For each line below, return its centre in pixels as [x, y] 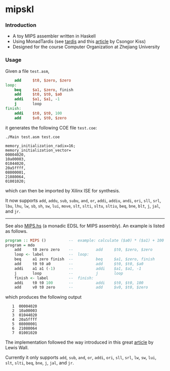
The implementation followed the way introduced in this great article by [79, 342]
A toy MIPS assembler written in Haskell [54, 36]
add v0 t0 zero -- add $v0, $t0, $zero [81, 287]
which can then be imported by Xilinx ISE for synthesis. [63, 190]
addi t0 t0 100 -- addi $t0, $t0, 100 [79, 283]
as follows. [16, 231]
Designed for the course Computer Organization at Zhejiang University [86, 47]
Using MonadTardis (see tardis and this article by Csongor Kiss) [79, 42]
